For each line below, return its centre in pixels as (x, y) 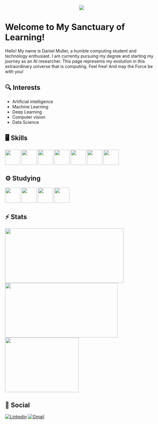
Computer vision (29, 117)
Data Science (26, 122)
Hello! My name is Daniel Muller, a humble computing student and (71, 51)
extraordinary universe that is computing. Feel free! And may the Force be (79, 67)
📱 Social (18, 405)
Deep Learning (27, 112)
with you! (14, 72)
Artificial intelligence (33, 102)
